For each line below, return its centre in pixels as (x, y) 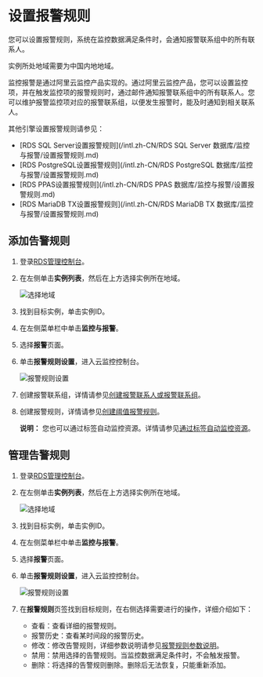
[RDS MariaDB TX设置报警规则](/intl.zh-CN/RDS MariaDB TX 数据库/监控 (137, 204)
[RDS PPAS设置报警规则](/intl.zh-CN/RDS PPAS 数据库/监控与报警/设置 (133, 184)
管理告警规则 (39, 455)
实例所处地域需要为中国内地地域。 (63, 66)
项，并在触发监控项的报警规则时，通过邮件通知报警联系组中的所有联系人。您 (131, 92)
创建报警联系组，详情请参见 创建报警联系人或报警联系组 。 (112, 395)
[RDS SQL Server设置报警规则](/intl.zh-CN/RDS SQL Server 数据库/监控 (135, 145)
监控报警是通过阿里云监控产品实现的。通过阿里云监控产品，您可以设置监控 (128, 82)
